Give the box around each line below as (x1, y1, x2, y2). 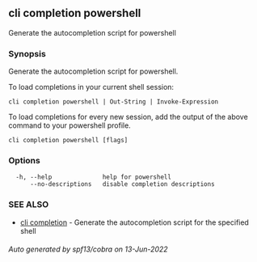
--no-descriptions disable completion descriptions (29, 180, 216, 188)
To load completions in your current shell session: (8, 82, 175, 92)
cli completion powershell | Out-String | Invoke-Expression (8, 98, 219, 106)
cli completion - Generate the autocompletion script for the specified (19, 218, 249, 227)
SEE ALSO (8, 199, 49, 210)
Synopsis (8, 48, 46, 59)
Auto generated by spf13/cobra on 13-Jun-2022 (8, 244, 168, 254)
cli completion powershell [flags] (8, 137, 128, 145)
